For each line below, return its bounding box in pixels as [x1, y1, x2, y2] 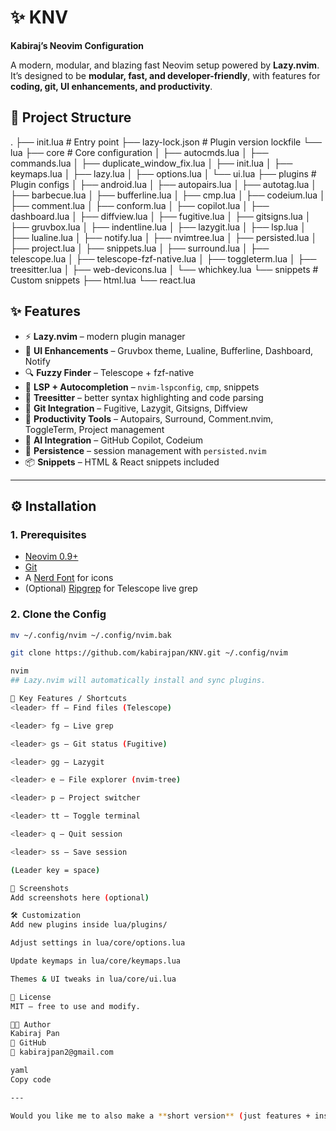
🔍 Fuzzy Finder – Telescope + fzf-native [24, 366, 195, 378]
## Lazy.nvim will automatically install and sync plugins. [10, 676, 267, 686]
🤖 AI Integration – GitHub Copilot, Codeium [24, 434, 204, 446]
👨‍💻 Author [10, 1019, 52, 1030]
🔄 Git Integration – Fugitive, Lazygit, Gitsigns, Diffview [24, 402, 248, 414]
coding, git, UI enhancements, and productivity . [10, 80, 213, 92]
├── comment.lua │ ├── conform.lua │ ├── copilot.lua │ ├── [10, 199, 270, 211]
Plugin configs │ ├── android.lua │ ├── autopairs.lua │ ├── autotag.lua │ [10, 178, 318, 190]
